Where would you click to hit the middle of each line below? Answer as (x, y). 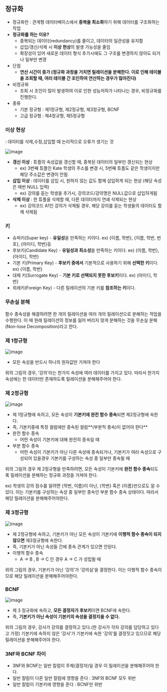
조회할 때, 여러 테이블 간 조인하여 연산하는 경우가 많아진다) (81, 78)
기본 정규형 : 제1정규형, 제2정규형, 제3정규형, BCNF (70, 109)
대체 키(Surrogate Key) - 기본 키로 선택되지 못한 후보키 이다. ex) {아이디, (82, 275)
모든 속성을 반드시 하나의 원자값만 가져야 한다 (56, 362)
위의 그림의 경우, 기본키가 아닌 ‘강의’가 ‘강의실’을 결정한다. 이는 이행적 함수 (77, 570)
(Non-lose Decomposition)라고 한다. (42, 326)
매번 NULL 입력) (34, 187)
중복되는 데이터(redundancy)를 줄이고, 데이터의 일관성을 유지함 (81, 40)
